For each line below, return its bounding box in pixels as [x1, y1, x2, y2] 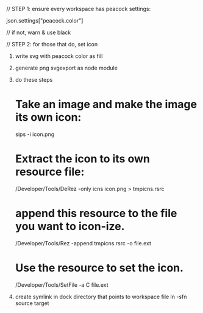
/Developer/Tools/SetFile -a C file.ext [15, 281, 109, 289]
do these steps [15, 76, 53, 83]
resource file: [15, 165, 85, 179]
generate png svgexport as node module [15, 64, 118, 71]
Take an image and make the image [15, 98, 197, 112]
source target [15, 299, 49, 307]
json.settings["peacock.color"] [6, 17, 84, 24]
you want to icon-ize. [15, 220, 125, 234]
